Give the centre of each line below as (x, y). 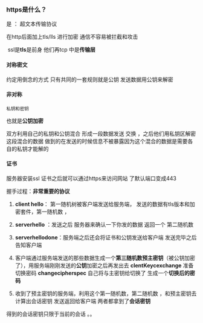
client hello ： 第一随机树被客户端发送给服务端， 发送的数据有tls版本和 (102, 204)
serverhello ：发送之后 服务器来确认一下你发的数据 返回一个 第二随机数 (104, 224)
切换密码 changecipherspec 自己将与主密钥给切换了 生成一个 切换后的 (102, 273)
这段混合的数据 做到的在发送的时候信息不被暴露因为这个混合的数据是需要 (97, 141)
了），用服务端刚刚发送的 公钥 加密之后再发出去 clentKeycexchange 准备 (104, 265)
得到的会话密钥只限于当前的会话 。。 (51, 314)
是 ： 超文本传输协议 (32, 24)
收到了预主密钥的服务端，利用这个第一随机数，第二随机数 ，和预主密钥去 (106, 293)
